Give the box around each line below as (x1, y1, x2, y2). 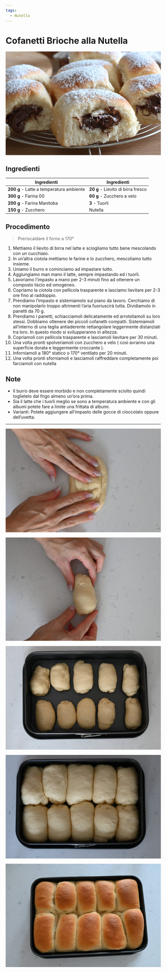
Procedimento (5, 223, 50, 231)
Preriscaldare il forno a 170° (17, 236, 74, 242)
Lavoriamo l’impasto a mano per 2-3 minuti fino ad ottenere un (12, 277, 140, 283)
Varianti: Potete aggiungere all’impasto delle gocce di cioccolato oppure (12, 409, 159, 415)
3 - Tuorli (89, 200, 109, 206)
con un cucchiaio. (12, 251, 49, 257)
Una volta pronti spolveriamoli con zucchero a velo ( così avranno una (12, 339, 155, 345)
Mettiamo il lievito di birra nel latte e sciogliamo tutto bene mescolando (12, 245, 157, 251)
